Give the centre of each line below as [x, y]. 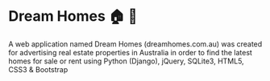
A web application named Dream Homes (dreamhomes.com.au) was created [135, 44]
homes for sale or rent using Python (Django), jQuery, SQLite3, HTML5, [126, 61]
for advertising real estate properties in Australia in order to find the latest [130, 52]
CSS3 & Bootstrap [38, 69]
